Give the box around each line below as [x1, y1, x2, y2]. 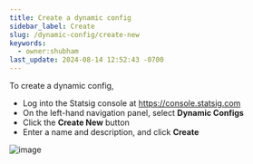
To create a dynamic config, [9, 81, 114, 91]
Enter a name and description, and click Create [22, 127, 199, 137]
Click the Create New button [22, 117, 130, 128]
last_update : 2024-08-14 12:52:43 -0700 [9, 55, 165, 64]
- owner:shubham [17, 47, 79, 56]
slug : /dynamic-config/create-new [9, 30, 141, 39]
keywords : [9, 38, 47, 48]
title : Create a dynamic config [9, 13, 131, 23]
